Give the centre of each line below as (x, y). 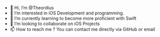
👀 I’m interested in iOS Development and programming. (67, 13)
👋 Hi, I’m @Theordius (32, 8)
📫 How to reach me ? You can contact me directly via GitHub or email (83, 29)
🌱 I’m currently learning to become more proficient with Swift (73, 18)
